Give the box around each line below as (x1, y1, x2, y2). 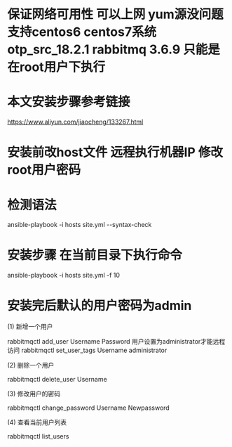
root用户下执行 (20, 59, 106, 75)
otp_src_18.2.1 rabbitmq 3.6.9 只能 (7, 41, 208, 58)
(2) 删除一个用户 (7, 361, 55, 370)
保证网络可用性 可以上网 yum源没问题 (7, 6, 224, 22)
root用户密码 (7, 162, 81, 178)
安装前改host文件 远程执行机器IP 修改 (7, 145, 223, 160)
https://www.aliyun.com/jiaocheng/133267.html (7, 117, 144, 127)
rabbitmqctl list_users (7, 432, 69, 441)
